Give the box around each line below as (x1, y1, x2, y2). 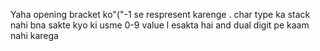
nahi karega (10, 30, 59, 41)
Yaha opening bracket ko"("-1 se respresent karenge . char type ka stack (10, 9, 311, 20)
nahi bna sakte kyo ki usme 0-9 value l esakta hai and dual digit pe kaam (10, 19, 310, 31)
